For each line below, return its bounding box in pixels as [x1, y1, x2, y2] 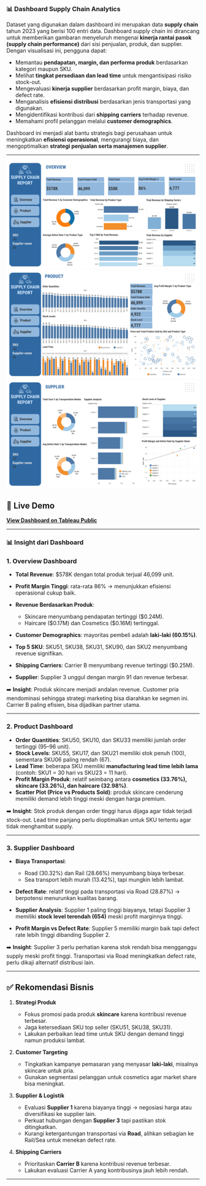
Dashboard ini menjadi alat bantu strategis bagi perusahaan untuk [6, 129, 173, 137]
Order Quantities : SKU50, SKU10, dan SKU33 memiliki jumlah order [15, 736, 186, 744]
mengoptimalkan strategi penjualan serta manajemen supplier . [6, 142, 169, 150]
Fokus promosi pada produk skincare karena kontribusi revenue [24, 1011, 187, 1018]
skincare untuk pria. [24, 1066, 75, 1074]
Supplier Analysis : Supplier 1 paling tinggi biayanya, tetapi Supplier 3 [15, 906, 191, 914]
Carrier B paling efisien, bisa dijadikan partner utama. [6, 701, 141, 709]
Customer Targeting [15, 1048, 68, 1056]
